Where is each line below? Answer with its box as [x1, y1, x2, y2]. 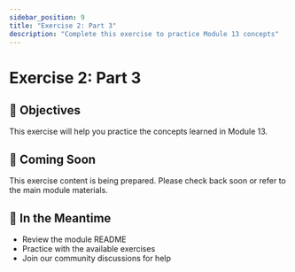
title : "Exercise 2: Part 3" [9, 21, 117, 30]
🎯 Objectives [9, 103, 82, 118]
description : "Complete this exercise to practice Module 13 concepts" [9, 29, 279, 38]
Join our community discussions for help [21, 253, 171, 263]
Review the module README [21, 234, 127, 245]
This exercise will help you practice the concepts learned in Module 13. [9, 126, 268, 137]
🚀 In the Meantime [9, 210, 112, 226]
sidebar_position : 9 [9, 12, 86, 22]
